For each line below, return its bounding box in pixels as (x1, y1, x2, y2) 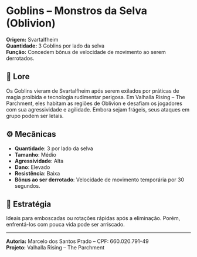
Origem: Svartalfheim (6, 36, 59, 43)
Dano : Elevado (14, 163, 50, 171)
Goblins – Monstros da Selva (6, 4, 148, 18)
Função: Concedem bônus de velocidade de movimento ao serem (6, 48, 166, 55)
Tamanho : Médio (14, 151, 57, 158)
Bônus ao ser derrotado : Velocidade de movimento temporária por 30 (14, 176, 185, 183)
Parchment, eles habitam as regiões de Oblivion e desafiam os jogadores (6, 100, 183, 107)
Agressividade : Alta (14, 157, 64, 164)
